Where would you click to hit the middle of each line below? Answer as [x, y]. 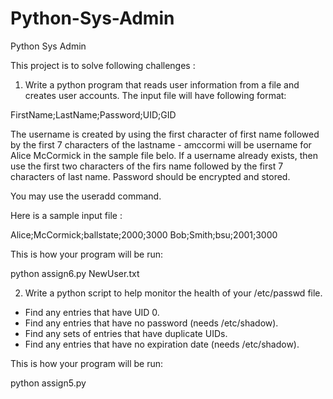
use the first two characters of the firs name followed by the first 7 [147, 166]
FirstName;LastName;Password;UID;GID [93, 114]
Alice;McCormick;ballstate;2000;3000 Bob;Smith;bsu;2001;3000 [144, 234]
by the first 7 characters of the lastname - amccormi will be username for [161, 144]
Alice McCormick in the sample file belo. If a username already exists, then [164, 155]
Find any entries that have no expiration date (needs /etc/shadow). [162, 344]
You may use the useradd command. [86, 196]
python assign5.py [48, 383]
